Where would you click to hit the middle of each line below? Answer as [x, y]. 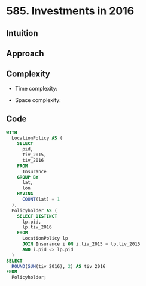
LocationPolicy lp [45, 239]
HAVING [25, 194]
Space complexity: [38, 100]
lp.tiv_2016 [37, 227]
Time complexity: [36, 88]
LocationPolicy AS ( [37, 138]
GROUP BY [28, 177]
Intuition [22, 33]
